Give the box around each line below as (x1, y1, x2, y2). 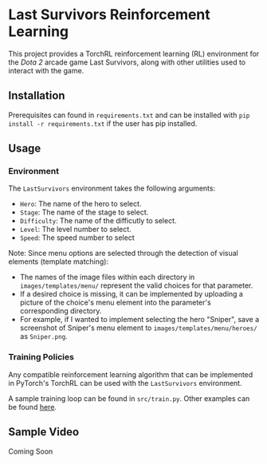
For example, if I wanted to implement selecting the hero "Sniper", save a (19, 315, 260, 324)
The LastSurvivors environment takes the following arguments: (8, 183, 216, 193)
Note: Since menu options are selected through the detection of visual (8, 249, 239, 258)
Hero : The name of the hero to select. (19, 199, 142, 209)
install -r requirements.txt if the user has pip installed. (8, 118, 198, 128)
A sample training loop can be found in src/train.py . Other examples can (8, 393, 250, 403)
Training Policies (8, 352, 74, 363)
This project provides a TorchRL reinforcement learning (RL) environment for (8, 49, 260, 58)
